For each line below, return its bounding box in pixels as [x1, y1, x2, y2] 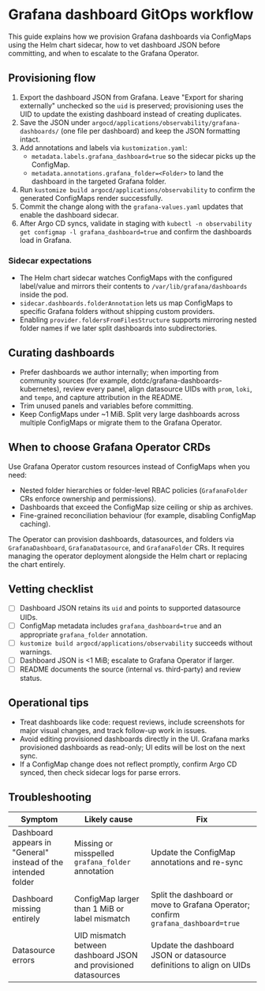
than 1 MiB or [73, 903, 125, 914]
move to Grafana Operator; [151, 899, 250, 910]
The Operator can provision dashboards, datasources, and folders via [8, 534, 234, 543]
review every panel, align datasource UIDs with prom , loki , [62, 384, 252, 393]
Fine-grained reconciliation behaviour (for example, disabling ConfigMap [19, 510, 256, 520]
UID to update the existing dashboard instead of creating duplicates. [19, 109, 242, 119]
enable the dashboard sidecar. [19, 210, 119, 219]
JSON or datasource [151, 950, 227, 961]
